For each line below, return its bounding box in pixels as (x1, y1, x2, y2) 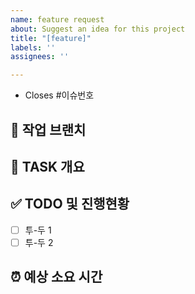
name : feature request (10, 14, 105, 25)
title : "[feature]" (10, 33, 92, 43)
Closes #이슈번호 (24, 89, 95, 101)
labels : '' (10, 42, 56, 53)
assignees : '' (10, 52, 70, 62)
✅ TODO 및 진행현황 (10, 196, 130, 213)
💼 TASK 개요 (10, 158, 85, 175)
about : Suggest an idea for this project (10, 24, 186, 34)
